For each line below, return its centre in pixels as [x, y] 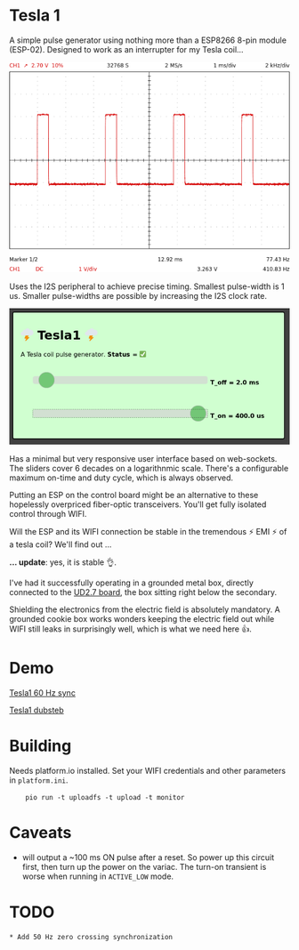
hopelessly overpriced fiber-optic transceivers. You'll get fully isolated [138, 504]
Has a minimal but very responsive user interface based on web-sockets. [143, 459]
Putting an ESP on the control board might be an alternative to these [134, 495]
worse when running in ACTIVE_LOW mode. [98, 876]
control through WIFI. [48, 514]
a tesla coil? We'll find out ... [61, 544]
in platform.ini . [39, 780]
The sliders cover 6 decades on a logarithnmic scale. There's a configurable [149, 469]
